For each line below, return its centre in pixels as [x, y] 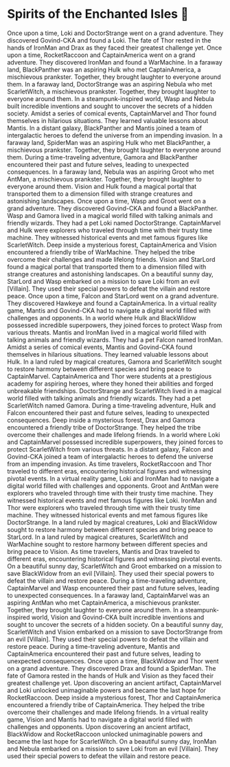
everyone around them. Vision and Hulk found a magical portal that [102, 186]
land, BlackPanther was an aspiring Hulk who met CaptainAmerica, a [104, 69]
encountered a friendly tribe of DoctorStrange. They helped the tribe [104, 427]
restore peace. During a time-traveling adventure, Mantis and [94, 646]
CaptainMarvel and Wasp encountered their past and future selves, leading [113, 588]
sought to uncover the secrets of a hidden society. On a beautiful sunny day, [115, 624]
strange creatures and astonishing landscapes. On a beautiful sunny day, [111, 274]
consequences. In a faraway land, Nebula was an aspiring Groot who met [111, 172]
